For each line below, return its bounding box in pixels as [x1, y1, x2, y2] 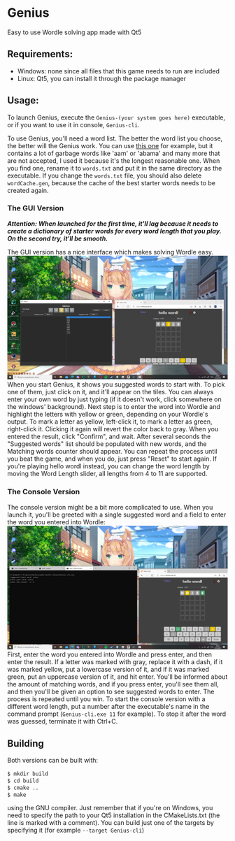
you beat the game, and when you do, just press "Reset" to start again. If [7, 454, 217, 463]
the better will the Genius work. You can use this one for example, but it [7, 141, 213, 150]
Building [7, 738, 44, 749]
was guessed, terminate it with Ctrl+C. [7, 717, 118, 726]
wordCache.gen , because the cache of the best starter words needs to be [7, 178, 215, 187]
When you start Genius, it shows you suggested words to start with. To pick [7, 380, 225, 389]
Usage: [7, 94, 40, 106]
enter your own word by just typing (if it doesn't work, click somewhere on [7, 395, 222, 403]
